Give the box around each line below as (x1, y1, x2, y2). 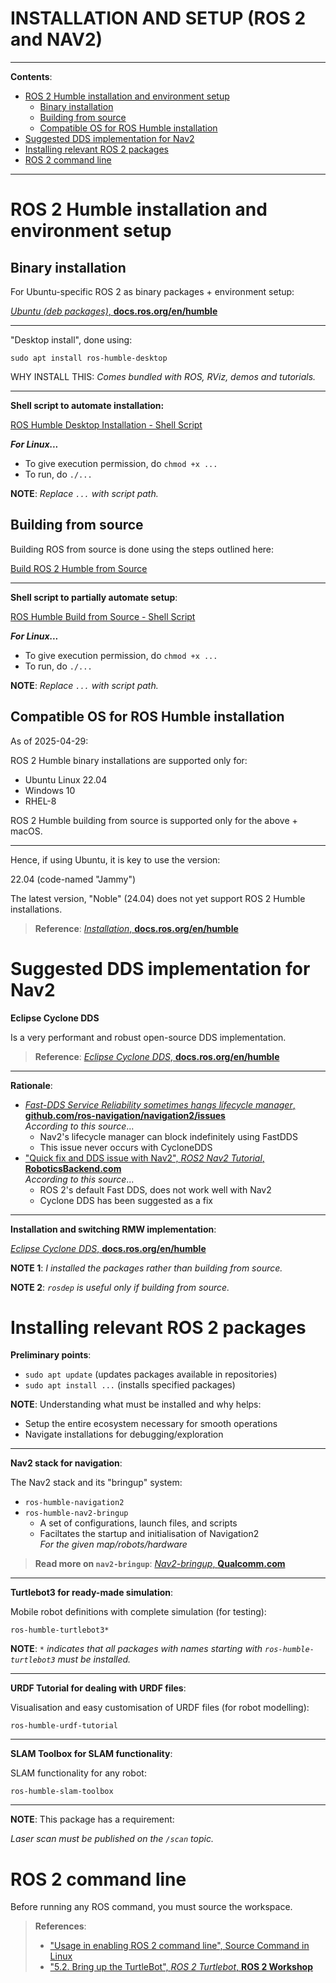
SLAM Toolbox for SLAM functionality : (10, 1748, 173, 1760)
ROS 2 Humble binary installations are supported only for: (10, 754, 248, 766)
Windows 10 (24, 784, 76, 796)
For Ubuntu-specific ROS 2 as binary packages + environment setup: (10, 285, 295, 297)
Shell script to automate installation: (10, 399, 165, 411)
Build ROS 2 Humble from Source (10, 562, 148, 574)
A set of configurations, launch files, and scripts (39, 1517, 238, 1529)
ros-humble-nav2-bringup (24, 1508, 129, 1519)
